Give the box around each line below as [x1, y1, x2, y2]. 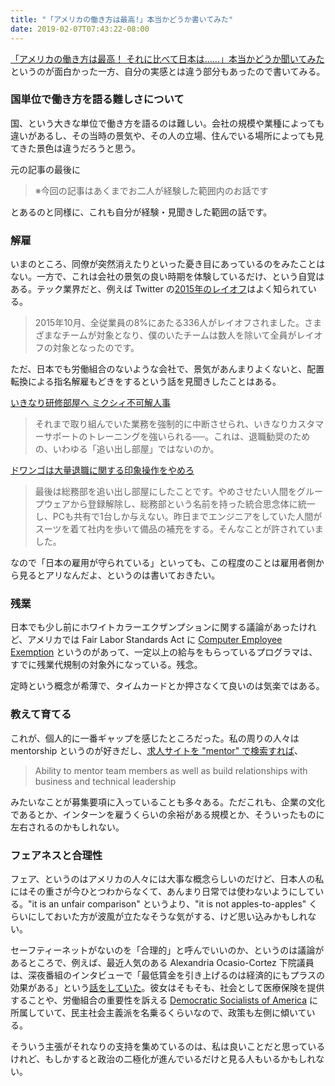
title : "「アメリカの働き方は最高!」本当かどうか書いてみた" [10, 14, 234, 25]
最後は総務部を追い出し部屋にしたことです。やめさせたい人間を [34, 486, 297, 498]
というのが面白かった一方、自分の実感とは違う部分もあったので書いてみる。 [10, 65, 326, 77]
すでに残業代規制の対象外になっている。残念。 [10, 659, 203, 671]
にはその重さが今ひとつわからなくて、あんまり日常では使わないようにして [10, 885, 316, 897]
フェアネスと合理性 [10, 848, 103, 862]
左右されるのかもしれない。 [10, 821, 125, 833]
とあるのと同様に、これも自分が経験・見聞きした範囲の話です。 [10, 206, 273, 218]
